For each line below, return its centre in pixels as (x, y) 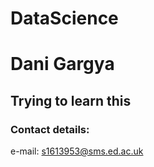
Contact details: (50, 129)
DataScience (64, 18)
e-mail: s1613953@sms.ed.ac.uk (77, 151)
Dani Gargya (62, 64)
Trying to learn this (71, 100)
